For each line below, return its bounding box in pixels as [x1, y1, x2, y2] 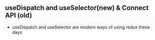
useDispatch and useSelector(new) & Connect [5, 4, 149, 12]
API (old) [5, 12, 33, 20]
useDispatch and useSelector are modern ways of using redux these [12, 24, 150, 30]
